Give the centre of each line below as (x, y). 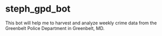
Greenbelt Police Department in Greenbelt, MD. (55, 28)
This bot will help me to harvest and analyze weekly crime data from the (81, 23)
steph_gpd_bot (38, 9)
